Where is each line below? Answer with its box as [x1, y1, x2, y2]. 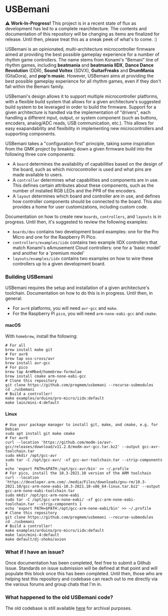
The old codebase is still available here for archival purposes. [5, 605, 132, 611]
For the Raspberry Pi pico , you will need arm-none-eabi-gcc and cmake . [12, 311, 157, 317]
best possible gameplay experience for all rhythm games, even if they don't [5, 78, 161, 84]
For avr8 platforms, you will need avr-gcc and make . [12, 305, 118, 311]
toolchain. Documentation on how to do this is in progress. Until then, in [5, 290, 153, 296]
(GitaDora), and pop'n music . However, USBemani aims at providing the [5, 73, 154, 79]
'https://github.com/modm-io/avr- [41, 440, 113, 445]
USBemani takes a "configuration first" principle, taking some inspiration [5, 140, 155, 147]
